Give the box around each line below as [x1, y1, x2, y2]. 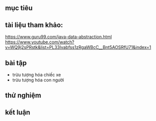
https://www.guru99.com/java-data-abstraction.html [5, 34, 112, 40]
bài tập [5, 59, 27, 67]
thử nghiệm [5, 91, 41, 100]
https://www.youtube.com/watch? [5, 39, 75, 45]
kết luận [5, 108, 31, 117]
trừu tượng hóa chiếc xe [12, 72, 61, 78]
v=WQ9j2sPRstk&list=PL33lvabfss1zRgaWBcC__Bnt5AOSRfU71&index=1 [5, 44, 152, 50]
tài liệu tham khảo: [5, 21, 63, 29]
